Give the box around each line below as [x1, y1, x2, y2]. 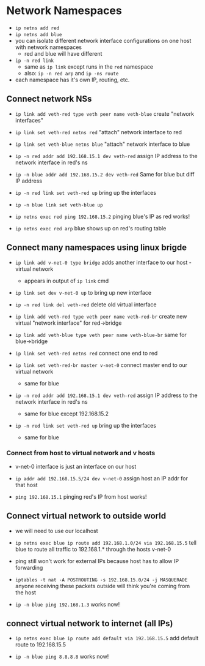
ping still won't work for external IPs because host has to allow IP [15, 557, 179, 564]
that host [15, 481, 38, 488]
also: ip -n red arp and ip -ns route [24, 69, 119, 77]
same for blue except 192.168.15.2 [24, 410, 109, 417]
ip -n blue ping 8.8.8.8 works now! [15, 653, 109, 660]
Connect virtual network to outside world [6, 511, 167, 521]
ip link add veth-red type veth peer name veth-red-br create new [15, 312, 187, 320]
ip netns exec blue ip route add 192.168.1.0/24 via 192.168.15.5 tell [15, 539, 197, 546]
